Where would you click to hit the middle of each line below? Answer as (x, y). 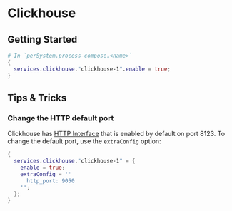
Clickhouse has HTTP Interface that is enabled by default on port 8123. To (116, 134)
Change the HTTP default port (61, 118)
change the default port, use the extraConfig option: (85, 141)
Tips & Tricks (37, 98)
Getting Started (42, 40)
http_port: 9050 (50, 181)
